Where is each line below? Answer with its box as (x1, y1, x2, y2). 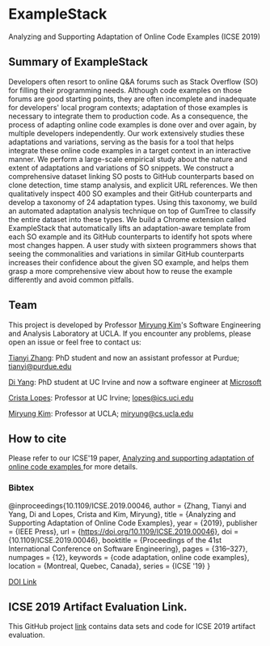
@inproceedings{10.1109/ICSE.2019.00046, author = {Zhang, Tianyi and (8, 500, 247, 511)
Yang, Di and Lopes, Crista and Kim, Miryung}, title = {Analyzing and (8, 509, 236, 519)
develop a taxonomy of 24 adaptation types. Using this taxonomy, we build (8, 197, 257, 207)
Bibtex (8, 482, 35, 494)
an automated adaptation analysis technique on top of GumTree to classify (8, 206, 256, 216)
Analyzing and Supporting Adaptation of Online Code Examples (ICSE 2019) (8, 32, 261, 41)
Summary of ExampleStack (8, 55, 149, 69)
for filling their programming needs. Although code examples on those (8, 85, 243, 95)
